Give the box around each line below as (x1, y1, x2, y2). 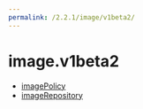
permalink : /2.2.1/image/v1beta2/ (8, 12, 136, 22)
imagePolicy (20, 81, 66, 91)
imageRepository (20, 90, 83, 100)
